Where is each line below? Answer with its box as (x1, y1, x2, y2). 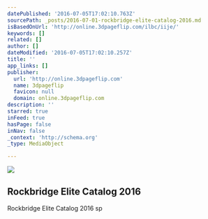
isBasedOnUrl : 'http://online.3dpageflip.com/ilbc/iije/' (7, 23, 179, 30)
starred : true (7, 108, 49, 115)
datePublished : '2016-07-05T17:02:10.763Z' (7, 10, 136, 17)
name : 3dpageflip (13, 82, 64, 89)
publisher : (7, 69, 39, 76)
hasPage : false (7, 120, 52, 128)
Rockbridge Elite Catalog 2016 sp (7, 204, 103, 212)
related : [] (7, 36, 42, 43)
